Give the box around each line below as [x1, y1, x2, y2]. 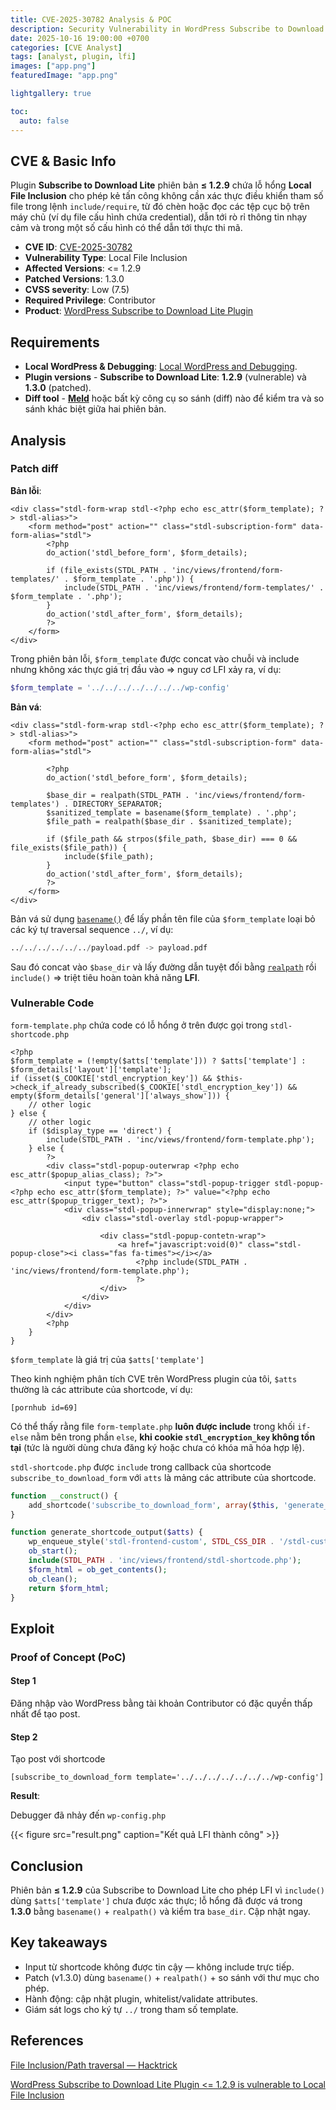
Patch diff [10, 462, 59, 476]
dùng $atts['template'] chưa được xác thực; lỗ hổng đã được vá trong [10, 1895, 303, 1907]
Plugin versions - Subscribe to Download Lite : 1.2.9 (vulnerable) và [24, 371, 307, 383]
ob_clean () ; [28, 1574, 78, 1584]
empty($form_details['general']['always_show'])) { [10, 1091, 230, 1101]
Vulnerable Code [10, 996, 95, 1010]
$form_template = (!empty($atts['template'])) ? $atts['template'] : [10, 1056, 307, 1066]
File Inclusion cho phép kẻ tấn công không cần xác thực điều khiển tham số [10, 190, 324, 202]
